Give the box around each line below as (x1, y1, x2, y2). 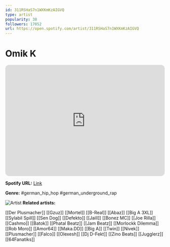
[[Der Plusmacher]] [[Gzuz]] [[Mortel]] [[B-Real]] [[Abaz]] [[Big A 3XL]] (5, 210, 153, 216)
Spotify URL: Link (5, 180, 42, 186)
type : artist (5, 12, 33, 17)
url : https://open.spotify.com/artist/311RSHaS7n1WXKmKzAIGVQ (5, 26, 139, 31)
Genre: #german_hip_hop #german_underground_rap (5, 190, 117, 196)
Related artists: (22, 200, 56, 206)
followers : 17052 (5, 21, 42, 27)
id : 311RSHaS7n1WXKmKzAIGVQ (5, 7, 65, 13)
